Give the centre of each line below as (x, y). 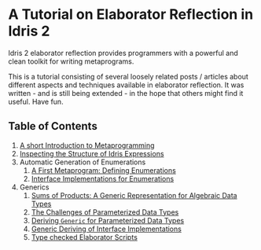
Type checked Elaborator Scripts (84, 237)
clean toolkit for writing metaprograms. (71, 61)
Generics (34, 187)
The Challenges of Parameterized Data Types (105, 212)
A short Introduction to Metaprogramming (87, 145)
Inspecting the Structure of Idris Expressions (92, 153)
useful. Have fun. (36, 101)
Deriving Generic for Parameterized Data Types (108, 220)
